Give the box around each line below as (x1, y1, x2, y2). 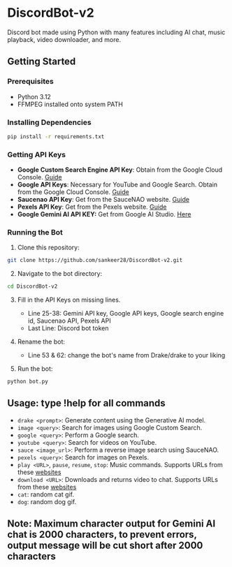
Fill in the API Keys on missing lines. (17, 295, 121, 304)
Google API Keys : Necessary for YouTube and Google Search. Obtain (17, 180, 218, 189)
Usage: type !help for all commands (7, 397, 166, 409)
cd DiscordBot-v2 (7, 283, 58, 290)
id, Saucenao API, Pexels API (27, 316, 111, 325)
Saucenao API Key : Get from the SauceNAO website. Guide (17, 196, 190, 204)
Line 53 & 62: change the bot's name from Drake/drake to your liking (27, 351, 226, 360)
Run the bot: (17, 364, 53, 373)
